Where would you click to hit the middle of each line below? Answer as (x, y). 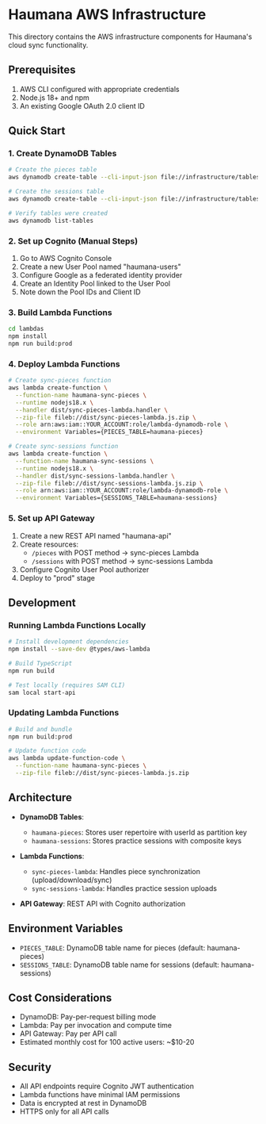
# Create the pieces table (53, 170)
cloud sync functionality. (48, 44)
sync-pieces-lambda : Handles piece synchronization (116, 871)
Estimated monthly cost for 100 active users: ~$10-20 (107, 1042)
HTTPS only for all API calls (64, 1111)
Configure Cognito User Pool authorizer (84, 570)
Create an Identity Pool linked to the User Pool (95, 283)
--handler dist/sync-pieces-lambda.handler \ (92, 410)
